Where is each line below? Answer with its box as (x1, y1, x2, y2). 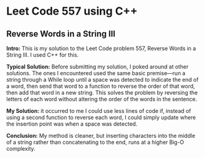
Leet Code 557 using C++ (6, 4, 138, 18)
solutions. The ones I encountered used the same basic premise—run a (6, 70, 186, 77)
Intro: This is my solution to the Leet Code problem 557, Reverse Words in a (6, 45, 196, 52)
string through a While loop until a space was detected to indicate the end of (6, 76, 199, 83)
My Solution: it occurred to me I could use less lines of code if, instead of (6, 107, 191, 114)
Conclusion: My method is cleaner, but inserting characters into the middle (6, 132, 195, 139)
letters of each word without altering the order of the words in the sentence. (6, 96, 197, 102)
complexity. (6, 145, 35, 152)
